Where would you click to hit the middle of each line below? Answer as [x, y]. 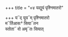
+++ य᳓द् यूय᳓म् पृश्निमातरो [27, 18]
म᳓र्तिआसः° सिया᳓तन [22, 23]
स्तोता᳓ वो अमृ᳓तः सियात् [24, 29]
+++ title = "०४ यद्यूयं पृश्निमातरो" [34, 8]
